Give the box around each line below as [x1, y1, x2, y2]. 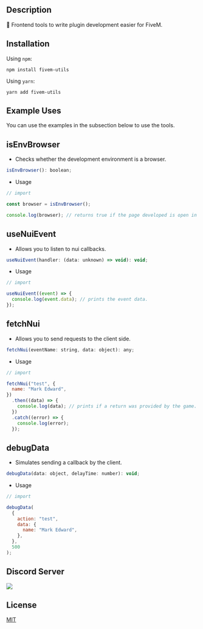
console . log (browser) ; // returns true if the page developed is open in [6, 212, 198, 218]
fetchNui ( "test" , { [6, 381, 56, 387]
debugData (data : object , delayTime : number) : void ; [6, 471, 140, 477]
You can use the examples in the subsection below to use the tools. [6, 122, 175, 129]
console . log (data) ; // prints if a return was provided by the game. [17, 403, 198, 409]
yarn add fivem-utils [6, 89, 61, 95]
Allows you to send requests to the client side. [15, 335, 131, 342]
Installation [6, 39, 50, 49]
